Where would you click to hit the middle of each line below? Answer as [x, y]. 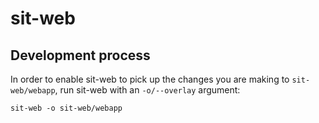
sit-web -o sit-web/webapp [66, 108]
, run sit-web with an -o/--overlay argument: [147, 90]
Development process [80, 55]
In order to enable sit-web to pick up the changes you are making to [150, 79]
